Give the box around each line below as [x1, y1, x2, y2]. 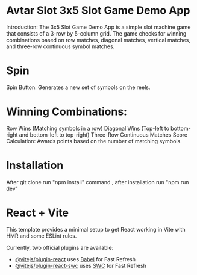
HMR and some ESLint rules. [6, 232, 77, 239]
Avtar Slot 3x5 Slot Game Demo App [6, 4, 190, 17]
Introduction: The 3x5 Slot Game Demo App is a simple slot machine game [6, 23, 191, 31]
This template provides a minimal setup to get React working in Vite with [6, 226, 186, 233]
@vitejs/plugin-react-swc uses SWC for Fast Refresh [14, 262, 146, 269]
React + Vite [6, 206, 69, 220]
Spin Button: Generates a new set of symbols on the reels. [6, 84, 151, 91]
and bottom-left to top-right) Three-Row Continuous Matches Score [19, 131, 188, 138]
